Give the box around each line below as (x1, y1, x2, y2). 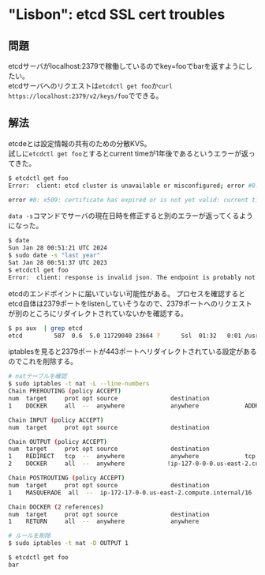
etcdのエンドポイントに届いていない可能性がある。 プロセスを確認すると (8, 288, 246, 298)
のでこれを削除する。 (8, 357, 77, 366)
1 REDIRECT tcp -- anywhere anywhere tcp (8, 453, 256, 460)
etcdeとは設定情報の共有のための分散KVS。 (8, 138, 151, 148)
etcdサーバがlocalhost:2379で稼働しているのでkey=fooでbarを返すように (8, 62, 246, 70)
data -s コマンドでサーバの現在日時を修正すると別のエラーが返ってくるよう (8, 211, 254, 220)
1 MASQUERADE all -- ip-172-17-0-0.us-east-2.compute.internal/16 (8, 488, 252, 497)
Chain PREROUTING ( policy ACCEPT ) (8, 387, 122, 396)
